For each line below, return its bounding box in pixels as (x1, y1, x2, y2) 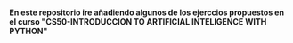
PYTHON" (9, 25, 48, 36)
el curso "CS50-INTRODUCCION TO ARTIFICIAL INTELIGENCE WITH (9, 16, 267, 26)
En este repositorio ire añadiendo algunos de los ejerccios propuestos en (9, 7, 285, 18)
